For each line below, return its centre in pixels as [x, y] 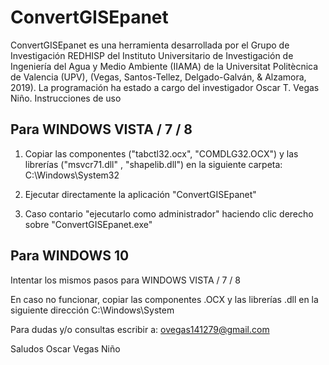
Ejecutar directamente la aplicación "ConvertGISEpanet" [140, 194]
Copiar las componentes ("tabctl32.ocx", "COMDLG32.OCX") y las [161, 153]
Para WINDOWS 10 [70, 256]
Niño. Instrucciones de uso [66, 98]
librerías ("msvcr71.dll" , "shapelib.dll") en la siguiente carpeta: [153, 164]
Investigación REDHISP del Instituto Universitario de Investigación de [152, 55]
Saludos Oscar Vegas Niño [65, 348]
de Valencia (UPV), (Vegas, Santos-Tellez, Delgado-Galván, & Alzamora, [158, 77]
